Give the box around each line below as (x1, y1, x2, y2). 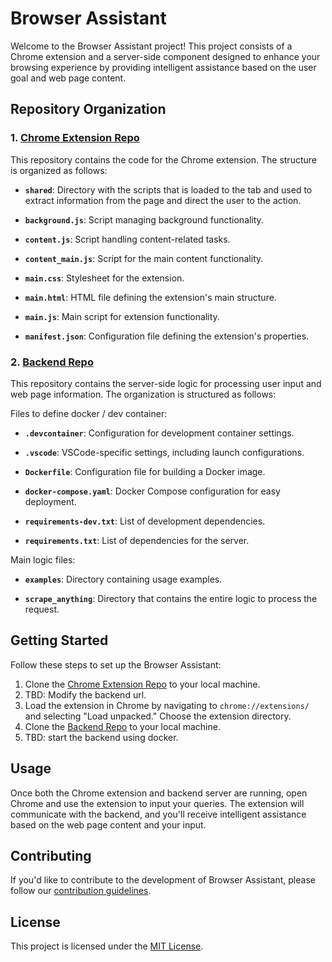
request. (24, 603, 60, 615)
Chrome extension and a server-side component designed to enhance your (10, 50, 321, 62)
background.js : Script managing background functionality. (24, 213, 264, 226)
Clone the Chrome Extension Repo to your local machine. (24, 678, 261, 690)
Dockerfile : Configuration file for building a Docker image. (24, 465, 266, 477)
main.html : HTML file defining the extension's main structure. (24, 291, 277, 303)
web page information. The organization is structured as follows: (10, 388, 277, 400)
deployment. (24, 495, 77, 507)
